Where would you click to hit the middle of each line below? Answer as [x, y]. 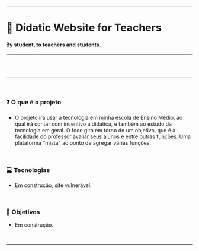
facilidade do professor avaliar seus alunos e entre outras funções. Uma [103, 136]
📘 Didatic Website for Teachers [84, 28]
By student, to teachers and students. [54, 45]
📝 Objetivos [23, 212]
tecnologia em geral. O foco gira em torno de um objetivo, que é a [95, 130]
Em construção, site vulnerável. [53, 185]
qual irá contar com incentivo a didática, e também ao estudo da [93, 124]
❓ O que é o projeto [34, 103]
